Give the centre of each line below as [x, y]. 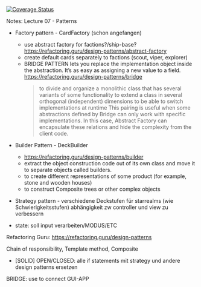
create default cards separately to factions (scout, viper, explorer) [106, 57]
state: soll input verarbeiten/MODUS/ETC [66, 225]
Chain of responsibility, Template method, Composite [72, 249]
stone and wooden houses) [58, 183]
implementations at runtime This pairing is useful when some [115, 108]
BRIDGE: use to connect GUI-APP [48, 279]
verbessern [29, 214]
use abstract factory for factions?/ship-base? [80, 45]
